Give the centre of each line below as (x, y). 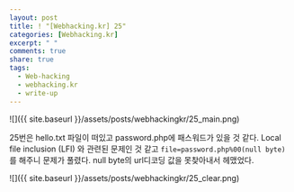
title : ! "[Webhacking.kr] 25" (68, 26)
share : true (31, 59)
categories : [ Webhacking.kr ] (64, 34)
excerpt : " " (34, 43)
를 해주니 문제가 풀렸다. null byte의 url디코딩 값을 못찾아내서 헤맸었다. (132, 160)
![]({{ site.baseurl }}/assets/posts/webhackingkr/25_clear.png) (125, 178)
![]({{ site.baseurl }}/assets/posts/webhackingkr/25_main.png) (125, 119)
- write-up (38, 93)
